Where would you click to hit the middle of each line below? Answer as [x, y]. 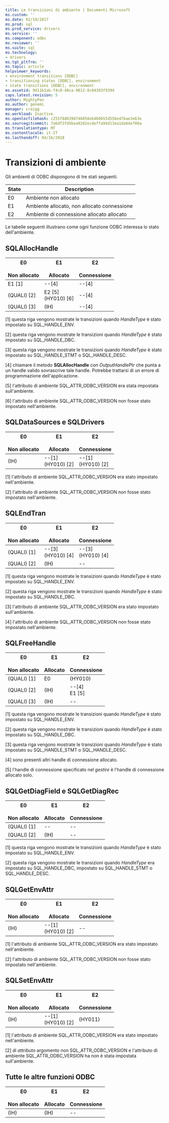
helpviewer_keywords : [28, 72]
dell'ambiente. [20, 232]
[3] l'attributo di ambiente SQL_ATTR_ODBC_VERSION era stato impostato [82, 606]
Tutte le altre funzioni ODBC [50, 1077]
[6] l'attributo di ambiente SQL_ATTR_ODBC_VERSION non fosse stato [78, 401]
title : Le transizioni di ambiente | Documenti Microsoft [68, 10]
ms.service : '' [21, 34]
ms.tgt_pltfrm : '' [25, 62]
